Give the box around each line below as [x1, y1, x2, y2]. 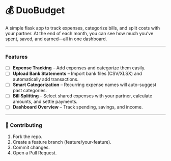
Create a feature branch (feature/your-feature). [12, 139, 112, 145]
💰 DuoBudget [5, 5, 65, 16]
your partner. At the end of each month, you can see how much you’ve [5, 30, 154, 36]
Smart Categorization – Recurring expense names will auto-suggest [12, 82, 157, 88]
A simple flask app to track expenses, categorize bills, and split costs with [5, 24, 160, 31]
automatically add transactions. [12, 76, 79, 83]
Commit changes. [12, 144, 50, 150]
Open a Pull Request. [12, 149, 57, 156]
